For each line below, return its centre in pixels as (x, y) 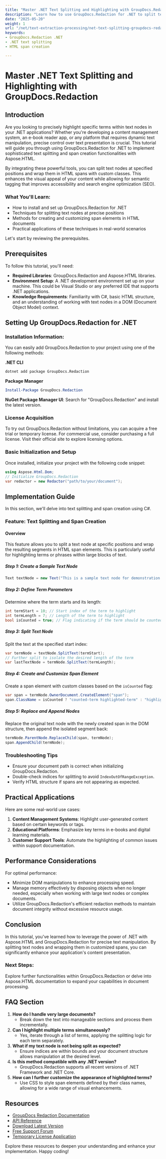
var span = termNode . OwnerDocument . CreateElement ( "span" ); (67, 695)
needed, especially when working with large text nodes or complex (81, 893)
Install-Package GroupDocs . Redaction (44, 390)
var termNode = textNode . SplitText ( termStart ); (55, 653)
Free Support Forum (33, 1131)
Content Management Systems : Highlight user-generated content (80, 819)
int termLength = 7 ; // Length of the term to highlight (65, 616)
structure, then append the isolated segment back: (57, 729)
